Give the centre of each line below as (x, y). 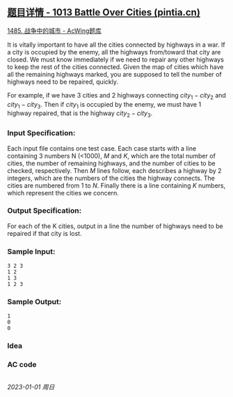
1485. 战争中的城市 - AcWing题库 (55, 31)
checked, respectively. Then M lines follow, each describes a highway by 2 (114, 170)
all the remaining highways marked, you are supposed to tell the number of (115, 74)
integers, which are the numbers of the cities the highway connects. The (111, 178)
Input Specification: (41, 133)
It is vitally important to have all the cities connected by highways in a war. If (116, 45)
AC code (22, 365)
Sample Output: (34, 302)
